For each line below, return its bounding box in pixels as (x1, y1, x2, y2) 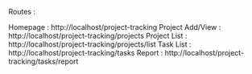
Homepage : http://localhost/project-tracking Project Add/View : (8, 23, 221, 31)
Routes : (8, 7, 36, 16)
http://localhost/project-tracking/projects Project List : (8, 31, 188, 40)
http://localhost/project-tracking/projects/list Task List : (8, 39, 192, 49)
